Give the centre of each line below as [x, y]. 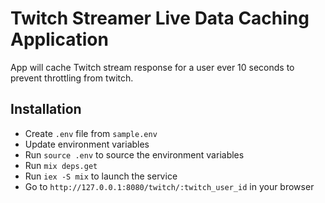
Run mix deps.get [61, 165]
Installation [46, 109]
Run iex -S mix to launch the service [101, 176]
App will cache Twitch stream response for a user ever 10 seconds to [152, 67]
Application [59, 39]
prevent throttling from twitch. [72, 78]
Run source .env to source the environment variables [134, 154]
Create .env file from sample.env [91, 133]
